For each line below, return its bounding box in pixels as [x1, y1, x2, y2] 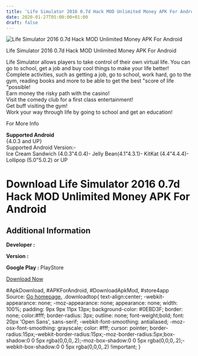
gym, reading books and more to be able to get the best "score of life [6, 77, 174, 84]
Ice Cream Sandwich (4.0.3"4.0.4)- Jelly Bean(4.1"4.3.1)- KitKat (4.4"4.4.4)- [6, 150, 189, 157]
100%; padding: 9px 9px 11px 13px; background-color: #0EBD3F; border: [6, 306, 183, 313]
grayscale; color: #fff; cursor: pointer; [57, 325, 148, 332]
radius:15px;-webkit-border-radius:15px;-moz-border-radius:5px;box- [6, 331, 176, 338]
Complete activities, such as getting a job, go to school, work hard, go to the [6, 71, 192, 78]
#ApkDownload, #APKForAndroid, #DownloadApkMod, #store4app [6, 287, 169, 294]
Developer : [6, 241, 35, 248]
